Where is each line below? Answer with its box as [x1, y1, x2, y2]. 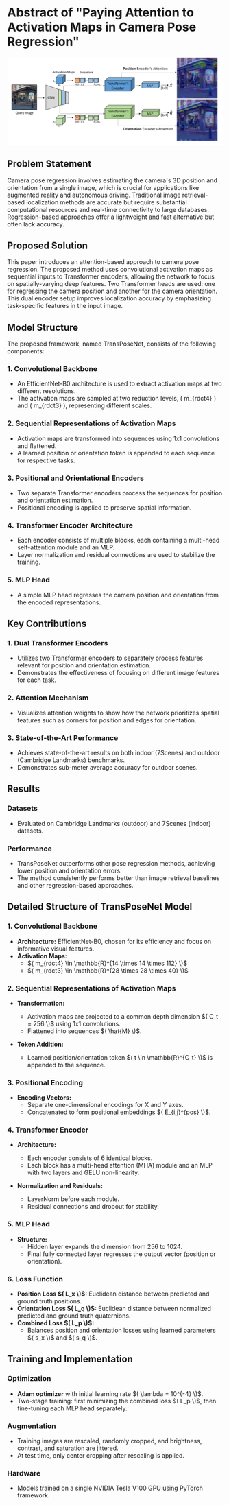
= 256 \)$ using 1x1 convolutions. [27, 1019, 121, 1028]
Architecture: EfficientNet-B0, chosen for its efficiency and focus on [16, 937, 211, 945]
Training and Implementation [7, 1353, 134, 1365]
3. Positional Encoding [7, 1078, 84, 1087]
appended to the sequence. [27, 1060, 106, 1069]
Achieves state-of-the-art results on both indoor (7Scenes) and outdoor [16, 748, 221, 757]
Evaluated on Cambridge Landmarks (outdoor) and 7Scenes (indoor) [16, 819, 211, 827]
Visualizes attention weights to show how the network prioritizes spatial [16, 709, 219, 717]
